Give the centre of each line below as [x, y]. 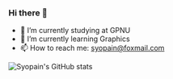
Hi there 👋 [28, 13]
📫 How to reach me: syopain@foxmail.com [92, 48]
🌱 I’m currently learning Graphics [75, 39]
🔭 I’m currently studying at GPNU [75, 31]
